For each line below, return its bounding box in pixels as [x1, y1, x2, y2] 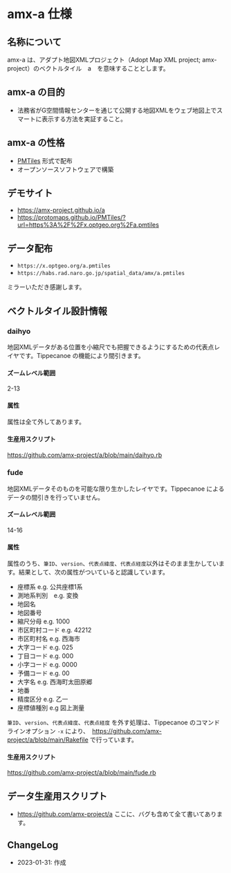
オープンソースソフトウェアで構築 [17, 165, 114, 173]
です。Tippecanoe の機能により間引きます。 [19, 351, 145, 359]
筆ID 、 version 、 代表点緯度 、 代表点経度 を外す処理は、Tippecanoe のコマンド [7, 718, 220, 726]
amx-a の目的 [7, 86, 66, 98]
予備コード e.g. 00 [17, 669, 71, 677]
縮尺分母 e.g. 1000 [17, 617, 71, 626]
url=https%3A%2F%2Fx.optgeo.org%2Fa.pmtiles [17, 220, 159, 229]
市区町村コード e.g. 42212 [17, 626, 92, 635]
